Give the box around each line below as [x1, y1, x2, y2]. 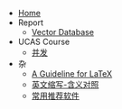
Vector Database [31, 27, 95, 37]
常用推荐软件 [31, 90, 80, 101]
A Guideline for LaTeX [31, 68, 113, 79]
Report [17, 17, 43, 28]
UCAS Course [17, 36, 70, 47]
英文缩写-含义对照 [31, 79, 99, 89]
